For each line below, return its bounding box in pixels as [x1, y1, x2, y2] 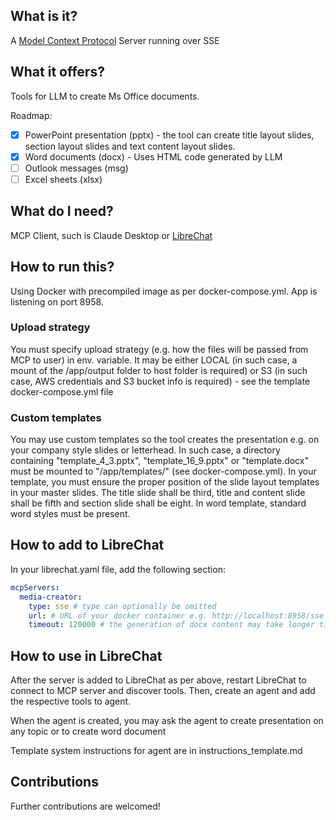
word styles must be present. [10, 508, 131, 520]
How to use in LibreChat [10, 647, 163, 664]
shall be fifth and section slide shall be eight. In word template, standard [10, 497, 307, 509]
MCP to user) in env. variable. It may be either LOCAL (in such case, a [10, 354, 298, 366]
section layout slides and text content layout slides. [24, 140, 236, 152]
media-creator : [19, 592, 83, 602]
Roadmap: [10, 109, 53, 121]
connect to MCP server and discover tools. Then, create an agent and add [10, 685, 316, 697]
